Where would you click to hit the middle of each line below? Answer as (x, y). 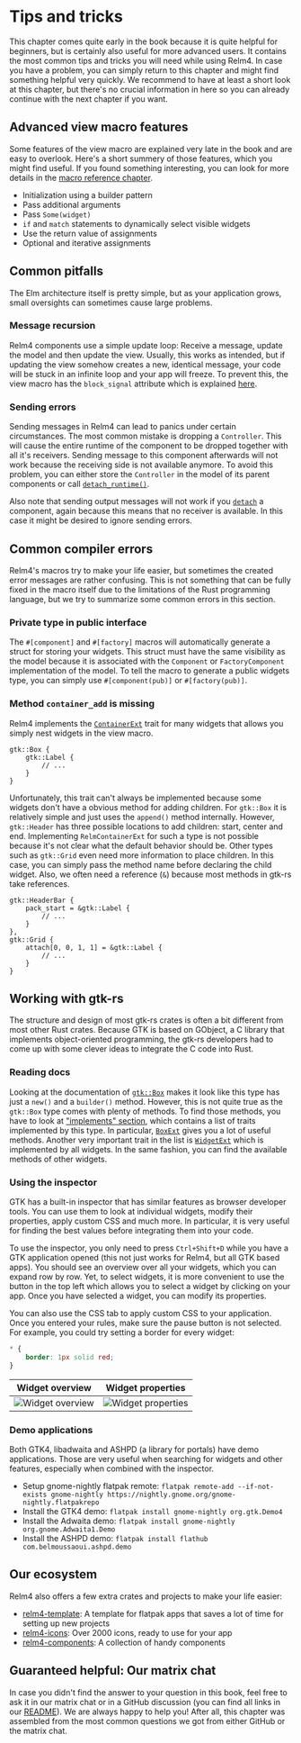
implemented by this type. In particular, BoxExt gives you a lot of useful (140, 1130)
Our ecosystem (53, 1574)
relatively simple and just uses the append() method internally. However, (142, 817)
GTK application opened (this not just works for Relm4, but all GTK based (145, 1257)
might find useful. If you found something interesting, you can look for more (149, 167)
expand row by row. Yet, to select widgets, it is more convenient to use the (147, 1277)
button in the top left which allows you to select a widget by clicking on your (150, 1286)
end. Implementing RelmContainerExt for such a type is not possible (134, 835)
